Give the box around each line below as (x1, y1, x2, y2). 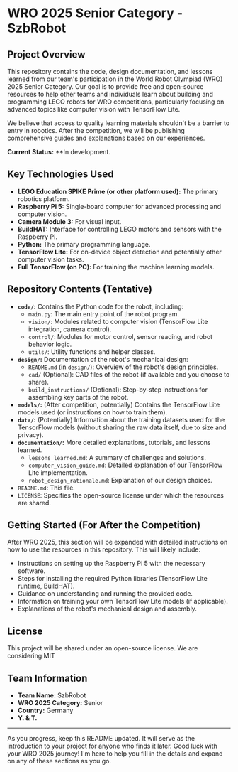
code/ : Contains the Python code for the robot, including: (17, 302, 184, 311)
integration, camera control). (28, 325, 112, 333)
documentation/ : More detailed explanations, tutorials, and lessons (17, 438, 211, 446)
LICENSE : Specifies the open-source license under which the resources (17, 490, 225, 499)
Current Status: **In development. (7, 148, 111, 156)
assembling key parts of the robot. (28, 392, 129, 401)
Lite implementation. (28, 468, 89, 477)
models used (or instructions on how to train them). (17, 407, 168, 417)
